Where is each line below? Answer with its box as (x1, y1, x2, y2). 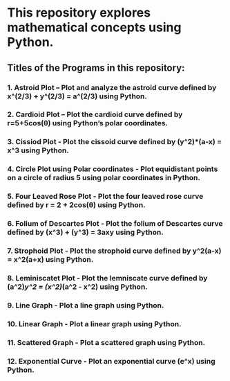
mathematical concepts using (7, 19, 182, 35)
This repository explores (7, 5, 151, 21)
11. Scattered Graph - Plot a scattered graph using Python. (7, 337, 206, 347)
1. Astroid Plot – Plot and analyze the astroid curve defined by (7, 82, 217, 92)
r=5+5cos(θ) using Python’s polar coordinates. (7, 118, 168, 128)
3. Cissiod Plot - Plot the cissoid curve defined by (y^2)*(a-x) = (7, 137, 222, 147)
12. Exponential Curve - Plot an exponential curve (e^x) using (7, 356, 215, 366)
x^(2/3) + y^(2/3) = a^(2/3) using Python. (7, 91, 147, 101)
